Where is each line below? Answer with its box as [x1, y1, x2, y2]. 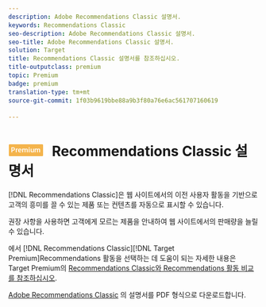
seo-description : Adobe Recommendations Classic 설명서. [8, 29, 196, 37]
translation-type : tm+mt [8, 88, 91, 96]
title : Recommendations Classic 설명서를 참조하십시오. [8, 55, 180, 63]
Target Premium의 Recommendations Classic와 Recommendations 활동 [8, 263, 240, 273]
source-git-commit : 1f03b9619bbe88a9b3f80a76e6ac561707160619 [8, 96, 218, 105]
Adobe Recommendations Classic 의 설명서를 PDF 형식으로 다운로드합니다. [8, 290, 246, 300]
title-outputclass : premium [8, 63, 102, 71]
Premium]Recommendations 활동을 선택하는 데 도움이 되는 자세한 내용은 [8, 254, 237, 263]
